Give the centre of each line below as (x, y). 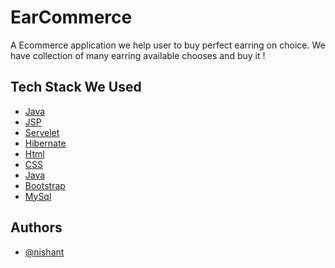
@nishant (44, 252)
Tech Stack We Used (76, 87)
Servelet (42, 132)
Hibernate (45, 143)
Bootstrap (45, 185)
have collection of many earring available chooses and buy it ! (138, 55)
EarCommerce (71, 17)
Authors (36, 227)
